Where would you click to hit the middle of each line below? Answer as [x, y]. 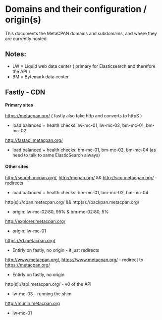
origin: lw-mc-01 [29, 231]
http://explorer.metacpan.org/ [35, 221]
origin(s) [23, 20]
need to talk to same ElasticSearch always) [56, 155]
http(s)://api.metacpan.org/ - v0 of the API [48, 284]
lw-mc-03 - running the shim [42, 294]
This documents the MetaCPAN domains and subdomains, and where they [81, 33]
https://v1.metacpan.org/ [30, 240]
